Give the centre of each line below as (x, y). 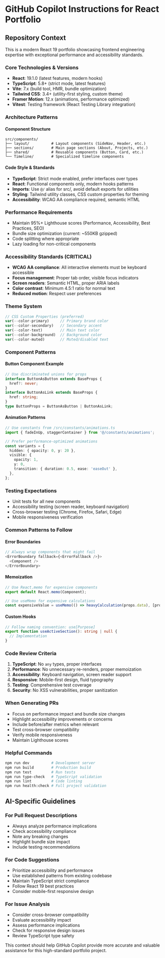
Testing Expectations (31, 490)
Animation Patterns (25, 417)
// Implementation (28, 636)
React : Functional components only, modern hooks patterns (73, 184)
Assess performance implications (46, 925)
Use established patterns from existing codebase (62, 876)
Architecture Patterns (31, 117)
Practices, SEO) (28, 228)
